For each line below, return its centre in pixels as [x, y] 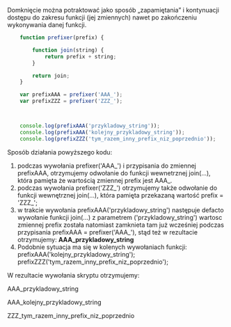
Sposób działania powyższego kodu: [60, 152]
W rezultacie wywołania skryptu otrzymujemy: [73, 275]
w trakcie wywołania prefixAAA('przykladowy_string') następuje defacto [120, 210]
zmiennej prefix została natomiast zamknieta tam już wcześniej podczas [121, 225]
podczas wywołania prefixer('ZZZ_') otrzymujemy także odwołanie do [117, 188]
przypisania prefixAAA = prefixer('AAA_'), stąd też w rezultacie [107, 232]
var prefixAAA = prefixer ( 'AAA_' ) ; [71, 95]
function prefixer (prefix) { [62, 38]
